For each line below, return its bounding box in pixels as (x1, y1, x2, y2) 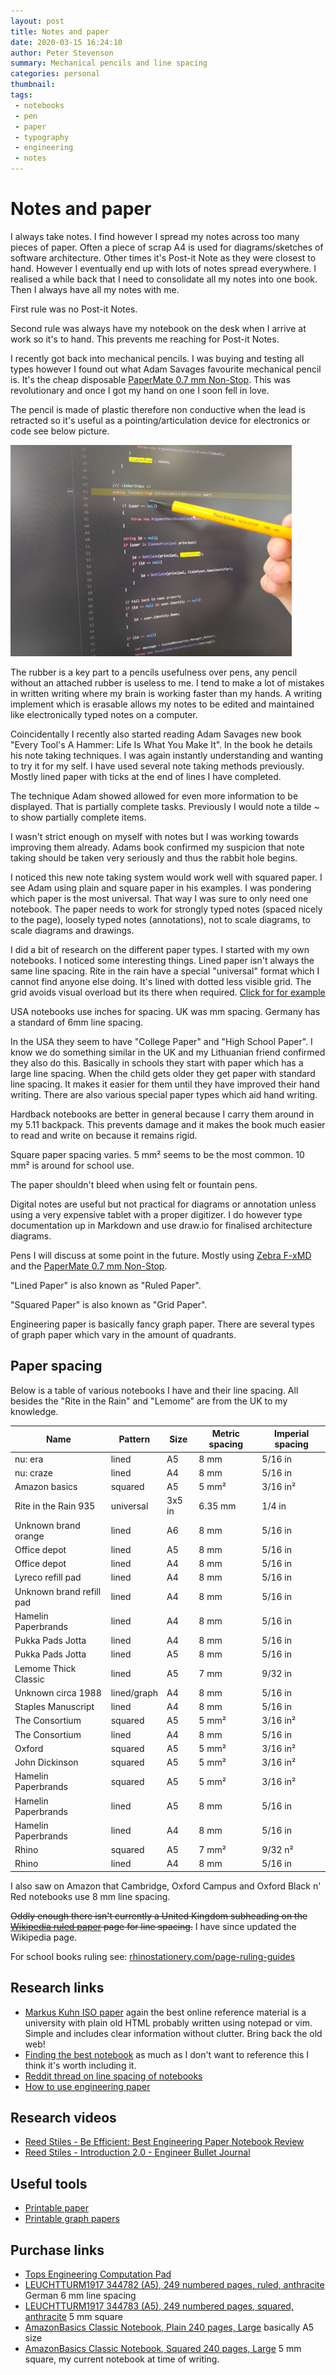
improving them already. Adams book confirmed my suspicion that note (10, 841, 305, 853)
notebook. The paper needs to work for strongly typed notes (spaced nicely (10, 903, 323, 915)
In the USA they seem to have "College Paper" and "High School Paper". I (10, 1035, 313, 1047)
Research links (10, 1980, 105, 1997)
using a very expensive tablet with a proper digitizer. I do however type (10, 1208, 303, 1220)
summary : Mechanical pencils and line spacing (10, 58, 208, 69)
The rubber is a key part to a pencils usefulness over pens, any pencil (10, 666, 298, 678)
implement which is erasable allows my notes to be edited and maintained (10, 698, 315, 710)
